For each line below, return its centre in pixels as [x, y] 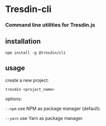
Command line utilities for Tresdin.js [50, 25]
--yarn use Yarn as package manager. [44, 118]
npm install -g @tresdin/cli [35, 53]
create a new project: [27, 80]
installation [23, 41]
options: [14, 98]
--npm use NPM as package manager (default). [53, 108]
